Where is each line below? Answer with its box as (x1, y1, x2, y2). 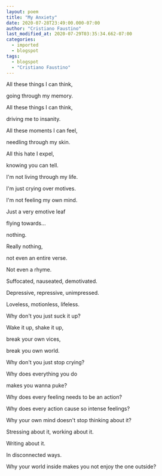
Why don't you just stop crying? (6, 359, 85, 366)
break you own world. (6, 347, 60, 355)
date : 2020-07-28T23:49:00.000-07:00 (6, 20, 100, 26)
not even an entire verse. (6, 255, 68, 262)
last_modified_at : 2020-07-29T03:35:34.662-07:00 (6, 31, 133, 37)
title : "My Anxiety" (6, 14, 58, 20)
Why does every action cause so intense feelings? (6, 405, 130, 413)
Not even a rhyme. (6, 266, 52, 273)
